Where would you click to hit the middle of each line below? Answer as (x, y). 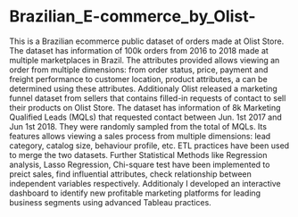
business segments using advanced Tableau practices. (110, 202)
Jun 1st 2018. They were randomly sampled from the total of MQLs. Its (138, 126)
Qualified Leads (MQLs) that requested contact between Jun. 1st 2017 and (146, 117)
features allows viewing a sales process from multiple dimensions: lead (140, 136)
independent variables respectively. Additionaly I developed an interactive (145, 183)
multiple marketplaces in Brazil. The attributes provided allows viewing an (145, 60)
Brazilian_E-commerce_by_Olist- (132, 17)
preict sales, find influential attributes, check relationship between (130, 174)
